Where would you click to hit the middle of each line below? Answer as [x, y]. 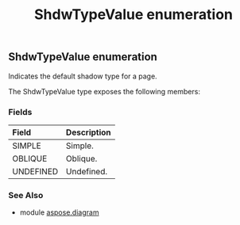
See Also [26, 195]
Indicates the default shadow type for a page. [83, 76]
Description [89, 132]
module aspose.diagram [59, 212]
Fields [20, 112]
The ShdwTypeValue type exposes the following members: [105, 91]
